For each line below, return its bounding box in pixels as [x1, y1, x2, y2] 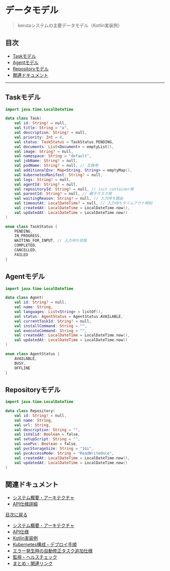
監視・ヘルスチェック [12, 554, 57, 560]
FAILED [14, 252, 28, 257]
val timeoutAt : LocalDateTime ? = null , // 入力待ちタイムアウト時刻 [14, 201, 153, 206]
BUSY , [14, 361, 26, 366]
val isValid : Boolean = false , [14, 432, 80, 437]
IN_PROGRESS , [14, 234, 42, 239]
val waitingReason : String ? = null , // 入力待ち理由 [14, 196, 123, 201]
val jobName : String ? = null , [14, 158, 78, 164]
